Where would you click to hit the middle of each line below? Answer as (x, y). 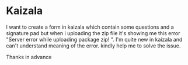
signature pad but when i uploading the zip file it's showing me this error (93, 33)
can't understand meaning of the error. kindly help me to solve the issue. (93, 46)
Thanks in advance (29, 57)
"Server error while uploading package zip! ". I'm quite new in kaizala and (94, 39)
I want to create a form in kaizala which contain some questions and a (90, 27)
